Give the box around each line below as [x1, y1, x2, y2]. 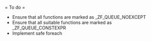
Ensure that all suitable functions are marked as [12, 20, 112, 25]
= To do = [5, 5, 25, 10]
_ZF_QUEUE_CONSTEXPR [12, 25, 67, 31]
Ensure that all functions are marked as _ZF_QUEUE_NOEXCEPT [12, 14, 146, 20]
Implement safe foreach [12, 30, 62, 36]
